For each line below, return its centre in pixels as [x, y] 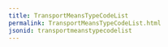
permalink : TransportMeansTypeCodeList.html [85, 23]
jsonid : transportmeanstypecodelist [70, 30]
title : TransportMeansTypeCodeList [69, 16]
